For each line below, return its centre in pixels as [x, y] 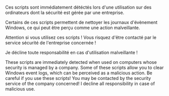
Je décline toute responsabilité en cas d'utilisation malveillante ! [71, 53]
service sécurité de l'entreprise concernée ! [51, 43]
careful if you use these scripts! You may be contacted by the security [78, 78]
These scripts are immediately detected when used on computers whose [81, 62]
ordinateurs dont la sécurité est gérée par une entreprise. [65, 13]
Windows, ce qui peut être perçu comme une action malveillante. [73, 28]
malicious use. [20, 89]
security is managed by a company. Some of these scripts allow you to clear [84, 68]
